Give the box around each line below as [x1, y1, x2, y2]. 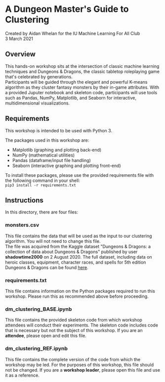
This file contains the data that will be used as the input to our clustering [5, 233, 152, 239]
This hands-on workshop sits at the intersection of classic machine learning [5, 63, 160, 69]
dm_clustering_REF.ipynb [5, 345, 68, 352]
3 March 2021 [5, 36, 33, 42]
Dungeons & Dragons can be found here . [5, 264, 88, 271]
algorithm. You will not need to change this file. [5, 238, 101, 244]
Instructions [5, 196, 43, 204]
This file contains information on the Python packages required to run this [5, 288, 155, 294]
